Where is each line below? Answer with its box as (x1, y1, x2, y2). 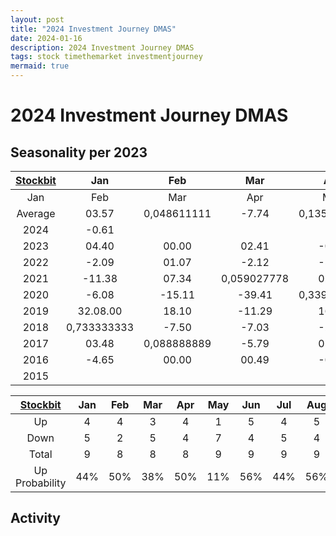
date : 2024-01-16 (10, 33, 83, 43)
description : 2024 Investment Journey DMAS (10, 42, 195, 53)
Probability (15, 476, 67, 490)
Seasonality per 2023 (10, 144, 148, 161)
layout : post (10, 14, 65, 25)
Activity (10, 510, 62, 527)
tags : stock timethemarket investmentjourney (10, 52, 203, 62)
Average (16, 207, 56, 220)
